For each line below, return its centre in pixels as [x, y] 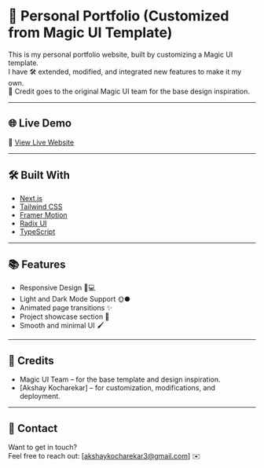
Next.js [31, 198]
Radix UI [33, 223]
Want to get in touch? [42, 447]
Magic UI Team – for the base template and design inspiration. [120, 379]
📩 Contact [33, 428]
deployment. [40, 397]
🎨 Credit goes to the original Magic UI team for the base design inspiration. [129, 91]
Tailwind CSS [41, 207]
